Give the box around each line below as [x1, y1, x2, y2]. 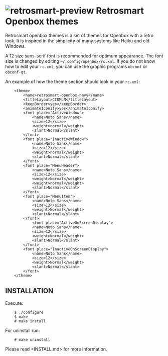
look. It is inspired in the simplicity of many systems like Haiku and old [5, 38, 149, 44]
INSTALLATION [5, 287, 54, 295]
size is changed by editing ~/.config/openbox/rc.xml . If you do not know [5, 58, 155, 64]
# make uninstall [14, 337, 51, 342]
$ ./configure [14, 310, 44, 315]
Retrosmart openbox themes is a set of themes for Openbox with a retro [5, 32, 154, 38]
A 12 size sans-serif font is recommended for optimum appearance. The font [5, 53, 163, 59]
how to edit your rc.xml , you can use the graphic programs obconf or [5, 63, 147, 69]
